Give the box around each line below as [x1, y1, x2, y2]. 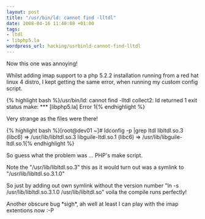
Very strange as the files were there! [6, 114, 98, 122]
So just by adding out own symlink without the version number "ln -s [6, 182, 179, 189]
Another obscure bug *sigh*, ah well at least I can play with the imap [6, 200, 179, 207]
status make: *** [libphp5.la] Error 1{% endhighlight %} [6, 103, 146, 110]
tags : [6, 26, 20, 32]
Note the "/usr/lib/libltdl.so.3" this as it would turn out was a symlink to [6, 163, 184, 171]
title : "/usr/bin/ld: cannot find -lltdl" [6, 15, 116, 21]
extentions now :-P [6, 206, 54, 214]
